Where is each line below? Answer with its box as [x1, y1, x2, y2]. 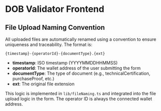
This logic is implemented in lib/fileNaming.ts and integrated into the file [5, 91, 156, 96]
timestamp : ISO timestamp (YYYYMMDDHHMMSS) [12, 60, 118, 65]
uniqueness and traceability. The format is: [5, 42, 93, 48]
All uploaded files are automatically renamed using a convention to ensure [5, 36, 157, 42]
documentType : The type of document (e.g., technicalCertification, [12, 70, 151, 76]
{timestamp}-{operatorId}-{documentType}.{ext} [5, 51, 106, 56]
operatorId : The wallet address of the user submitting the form [12, 65, 141, 71]
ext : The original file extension [12, 81, 75, 87]
